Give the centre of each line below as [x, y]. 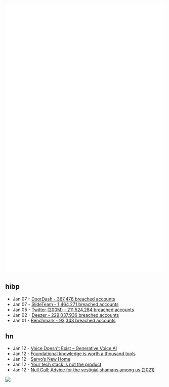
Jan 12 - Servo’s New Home [41, 359]
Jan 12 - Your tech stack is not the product [57, 364]
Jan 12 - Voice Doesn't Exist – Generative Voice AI [65, 349]
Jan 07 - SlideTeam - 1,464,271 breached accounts [66, 304]
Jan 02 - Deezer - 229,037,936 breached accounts [66, 315]
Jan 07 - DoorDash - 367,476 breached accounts [64, 299]
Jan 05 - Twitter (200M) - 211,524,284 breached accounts [73, 310]
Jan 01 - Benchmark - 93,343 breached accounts [64, 320]
